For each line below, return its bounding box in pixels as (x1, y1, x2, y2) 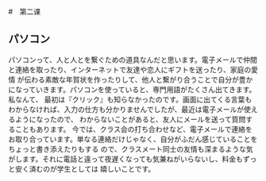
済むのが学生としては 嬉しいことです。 (29, 164, 156, 173)
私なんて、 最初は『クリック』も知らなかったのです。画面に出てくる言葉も (8, 94, 253, 104)
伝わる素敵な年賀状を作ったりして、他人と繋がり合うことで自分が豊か (23, 75, 253, 84)
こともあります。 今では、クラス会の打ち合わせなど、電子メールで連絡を (14, 124, 253, 133)
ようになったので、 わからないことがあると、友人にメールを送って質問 (14, 114, 246, 124)
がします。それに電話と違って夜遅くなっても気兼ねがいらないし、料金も (8, 154, 244, 164)
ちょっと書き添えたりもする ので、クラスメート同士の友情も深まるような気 (8, 144, 254, 153)
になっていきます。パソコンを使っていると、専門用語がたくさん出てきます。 (8, 84, 256, 94)
